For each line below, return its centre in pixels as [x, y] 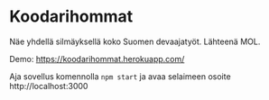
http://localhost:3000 [49, 86]
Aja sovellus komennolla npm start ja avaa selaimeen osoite [121, 76]
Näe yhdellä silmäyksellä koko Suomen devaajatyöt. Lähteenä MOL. [135, 41]
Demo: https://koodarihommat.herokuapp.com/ [97, 59]
